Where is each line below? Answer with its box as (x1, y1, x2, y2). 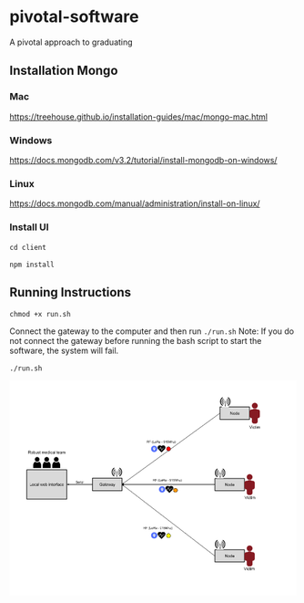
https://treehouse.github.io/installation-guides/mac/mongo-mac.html (9, 111, 269, 122)
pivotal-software (9, 6, 139, 27)
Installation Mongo (9, 63, 118, 78)
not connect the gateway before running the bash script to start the (9, 336, 262, 347)
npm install (9, 260, 55, 269)
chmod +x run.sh (9, 310, 71, 319)
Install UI (9, 221, 49, 234)
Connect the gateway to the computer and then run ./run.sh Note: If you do (9, 326, 294, 337)
